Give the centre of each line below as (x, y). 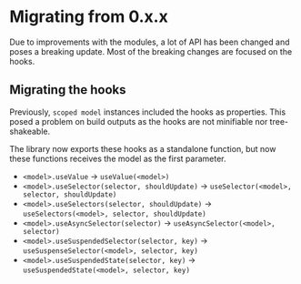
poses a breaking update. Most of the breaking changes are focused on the (151, 51)
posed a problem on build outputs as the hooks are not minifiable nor (139, 121)
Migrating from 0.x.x (89, 17)
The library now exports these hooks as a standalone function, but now (143, 148)
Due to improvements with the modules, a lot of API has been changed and (150, 42)
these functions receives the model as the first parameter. (118, 158)
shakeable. (30, 131)
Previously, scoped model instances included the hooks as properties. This (148, 112)
